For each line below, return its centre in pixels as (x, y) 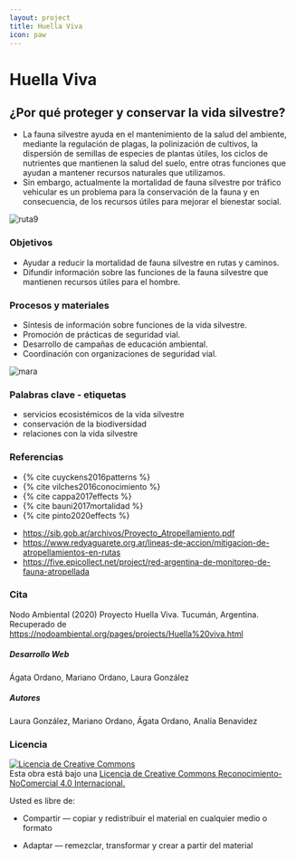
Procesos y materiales (60, 305)
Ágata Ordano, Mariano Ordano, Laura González (99, 677)
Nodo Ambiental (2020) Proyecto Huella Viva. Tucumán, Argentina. (134, 614)
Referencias (37, 457)
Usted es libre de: (42, 801)
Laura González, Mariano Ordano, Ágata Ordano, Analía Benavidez (134, 721)
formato (37, 828)
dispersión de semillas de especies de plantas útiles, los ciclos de (145, 154)
